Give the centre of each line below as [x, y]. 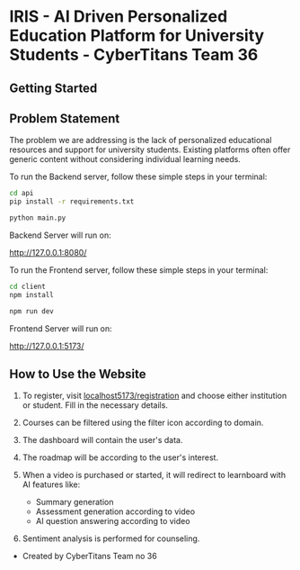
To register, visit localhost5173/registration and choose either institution [154, 396]
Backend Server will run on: [60, 235]
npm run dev [31, 311]
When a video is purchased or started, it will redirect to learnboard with [154, 475]
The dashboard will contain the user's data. [102, 440]
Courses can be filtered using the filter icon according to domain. [143, 423]
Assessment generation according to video [115, 511]
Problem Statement [65, 118]
